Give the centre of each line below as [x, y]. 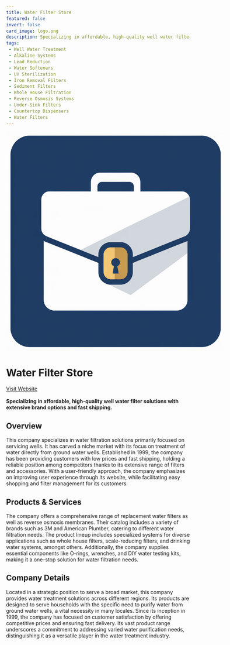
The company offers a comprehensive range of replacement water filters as [97, 516]
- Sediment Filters [32, 87]
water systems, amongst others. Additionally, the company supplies [88, 547]
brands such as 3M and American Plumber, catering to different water [90, 529]
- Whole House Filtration [40, 93]
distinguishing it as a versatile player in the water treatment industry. [88, 636]
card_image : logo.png [32, 31]
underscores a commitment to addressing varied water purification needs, [95, 629]
